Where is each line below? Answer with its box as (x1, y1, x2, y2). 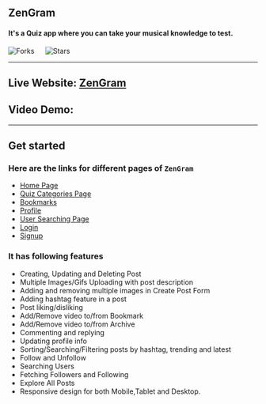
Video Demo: (8, 103, 74, 117)
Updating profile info (19, 336, 87, 345)
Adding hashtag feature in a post (19, 294, 127, 304)
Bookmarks (19, 198, 58, 207)
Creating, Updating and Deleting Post (19, 269, 142, 278)
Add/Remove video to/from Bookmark (19, 311, 144, 320)
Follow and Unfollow (19, 353, 87, 362)
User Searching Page (19, 214, 89, 224)
